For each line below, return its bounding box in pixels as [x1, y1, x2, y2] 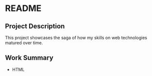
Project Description [5, 22, 65, 30]
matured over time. [5, 40, 43, 46]
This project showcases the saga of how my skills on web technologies [5, 35, 147, 40]
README [5, 3, 42, 14]
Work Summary [5, 54, 53, 62]
